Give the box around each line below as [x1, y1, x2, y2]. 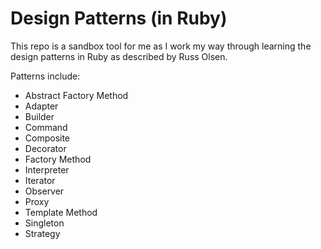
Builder [24, 110, 55, 122]
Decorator [24, 142, 67, 154]
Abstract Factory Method [24, 89, 129, 101]
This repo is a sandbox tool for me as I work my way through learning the [10, 40, 312, 52]
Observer [24, 185, 65, 197]
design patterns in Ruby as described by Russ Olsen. [10, 50, 228, 62]
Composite [24, 132, 71, 144]
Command [24, 121, 68, 133]
